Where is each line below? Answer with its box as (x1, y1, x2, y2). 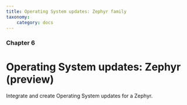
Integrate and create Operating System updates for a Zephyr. (6, 92, 153, 100)
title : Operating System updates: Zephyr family (6, 8, 127, 15)
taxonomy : (6, 14, 30, 20)
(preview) (6, 73, 54, 86)
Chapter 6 (6, 39, 35, 47)
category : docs (16, 19, 54, 25)
